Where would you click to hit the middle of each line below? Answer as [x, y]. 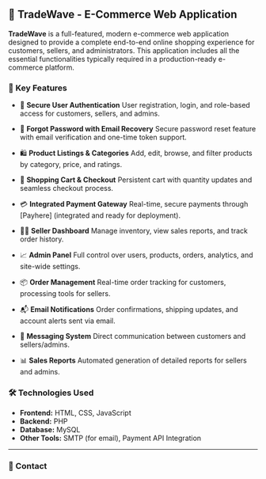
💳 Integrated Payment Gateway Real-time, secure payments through [134, 204]
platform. [60, 67]
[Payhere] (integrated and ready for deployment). [100, 215]
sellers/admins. [44, 344]
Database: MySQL [50, 430]
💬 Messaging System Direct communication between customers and [133, 336]
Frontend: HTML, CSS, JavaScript [76, 413]
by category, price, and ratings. [71, 165]
